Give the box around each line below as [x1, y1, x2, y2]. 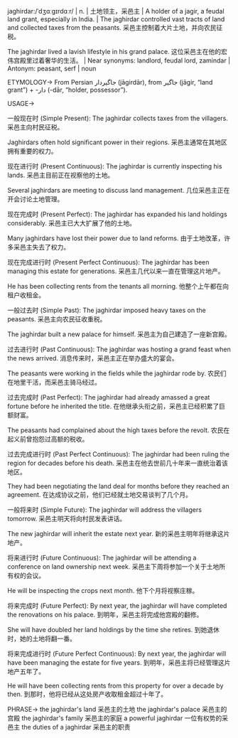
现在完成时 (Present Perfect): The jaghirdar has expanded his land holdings [7, 210, 227, 218]
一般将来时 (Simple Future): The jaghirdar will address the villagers [7, 506, 202, 514]
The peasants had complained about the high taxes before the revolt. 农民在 [7, 426, 230, 434]
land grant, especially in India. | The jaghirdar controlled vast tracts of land [7, 15, 225, 23]
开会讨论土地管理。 [7, 195, 64, 203]
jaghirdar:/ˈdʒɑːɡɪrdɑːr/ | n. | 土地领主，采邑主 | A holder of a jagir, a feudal [7, 7, 225, 15]
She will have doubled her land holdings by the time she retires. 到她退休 [7, 626, 220, 633]
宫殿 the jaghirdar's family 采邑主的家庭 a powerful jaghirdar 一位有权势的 [7, 714, 222, 722]
